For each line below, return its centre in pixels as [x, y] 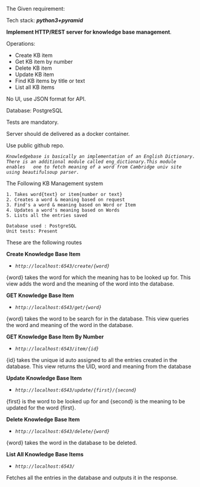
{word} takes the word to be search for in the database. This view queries [98, 319]
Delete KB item [33, 68]
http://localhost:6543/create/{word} [62, 266]
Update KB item [34, 74]
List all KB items [35, 87]
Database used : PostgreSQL [42, 226]
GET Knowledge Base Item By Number [55, 337]
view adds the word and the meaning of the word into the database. [90, 284]
